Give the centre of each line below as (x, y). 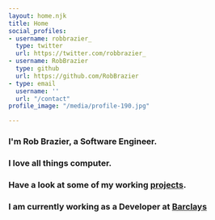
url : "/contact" (43, 99)
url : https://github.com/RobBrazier (77, 76)
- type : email (32, 83)
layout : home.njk (38, 16)
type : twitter (39, 46)
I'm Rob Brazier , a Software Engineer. (83, 142)
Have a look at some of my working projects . (97, 184)
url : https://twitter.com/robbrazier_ (81, 53)
